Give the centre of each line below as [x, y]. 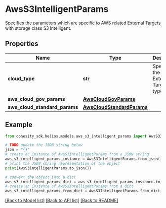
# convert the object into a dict [41, 177]
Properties [22, 44]
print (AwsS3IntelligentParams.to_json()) [48, 168]
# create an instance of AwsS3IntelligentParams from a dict [69, 186]
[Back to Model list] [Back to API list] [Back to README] [62, 201]
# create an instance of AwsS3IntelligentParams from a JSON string [77, 154]
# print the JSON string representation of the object [63, 163]
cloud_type [21, 78]
